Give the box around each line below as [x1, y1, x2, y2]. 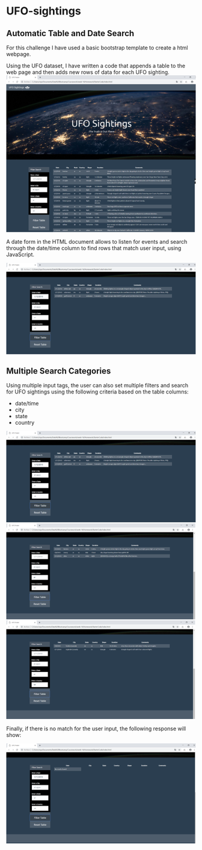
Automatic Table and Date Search [6, 28, 135, 38]
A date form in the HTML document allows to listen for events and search [6, 238, 188, 245]
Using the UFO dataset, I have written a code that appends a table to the [6, 62, 185, 69]
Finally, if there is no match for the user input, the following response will [6, 725, 186, 732]
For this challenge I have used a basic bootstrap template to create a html [6, 44, 188, 51]
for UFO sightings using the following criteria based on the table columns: [6, 388, 189, 395]
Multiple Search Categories [6, 366, 111, 376]
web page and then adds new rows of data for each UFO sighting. [6, 69, 170, 76]
